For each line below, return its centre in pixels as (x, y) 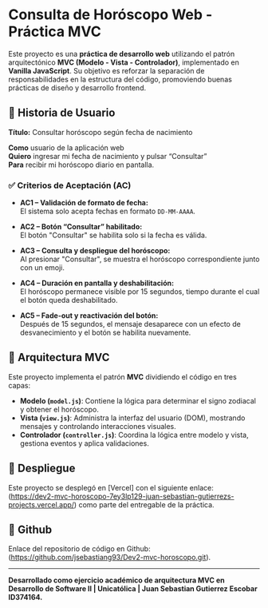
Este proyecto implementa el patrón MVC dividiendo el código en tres (122, 376)
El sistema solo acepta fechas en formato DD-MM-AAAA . (107, 211)
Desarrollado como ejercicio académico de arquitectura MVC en (116, 580)
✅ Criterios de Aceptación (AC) (70, 185)
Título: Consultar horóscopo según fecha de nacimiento (100, 132)
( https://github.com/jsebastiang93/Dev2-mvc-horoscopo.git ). (110, 558)
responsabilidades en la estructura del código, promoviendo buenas (120, 79)
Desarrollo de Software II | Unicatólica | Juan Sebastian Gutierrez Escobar (133, 589)
